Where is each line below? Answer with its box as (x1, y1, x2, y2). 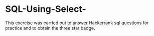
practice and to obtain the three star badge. (5, 25, 95, 31)
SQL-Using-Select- (5, 3, 86, 15)
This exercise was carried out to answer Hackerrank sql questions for (5, 20, 149, 26)
